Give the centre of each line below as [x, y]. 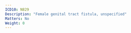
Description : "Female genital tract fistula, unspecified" [66, 14]
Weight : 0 [15, 23]
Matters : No [17, 18]
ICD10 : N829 [17, 9]
